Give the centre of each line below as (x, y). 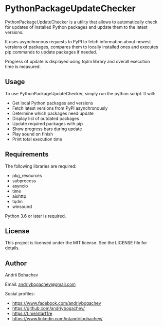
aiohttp (19, 196)
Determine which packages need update (53, 113)
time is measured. (23, 67)
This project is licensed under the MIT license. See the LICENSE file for (76, 243)
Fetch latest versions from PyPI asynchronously (60, 108)
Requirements (27, 154)
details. (12, 248)
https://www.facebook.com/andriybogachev (56, 303)
